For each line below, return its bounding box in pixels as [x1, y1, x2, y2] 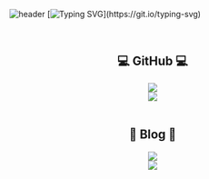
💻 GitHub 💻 [116, 54, 189, 69]
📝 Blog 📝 [128, 127, 177, 143]
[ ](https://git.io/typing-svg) [46, 9, 202, 19]
